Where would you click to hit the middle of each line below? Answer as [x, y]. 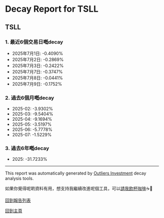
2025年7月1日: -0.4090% [38, 53]
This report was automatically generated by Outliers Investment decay [76, 173]
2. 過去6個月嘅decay [30, 98]
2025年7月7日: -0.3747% [37, 71]
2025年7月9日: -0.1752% [37, 84]
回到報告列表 [18, 200]
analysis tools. [20, 178]
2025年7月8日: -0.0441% [38, 78]
